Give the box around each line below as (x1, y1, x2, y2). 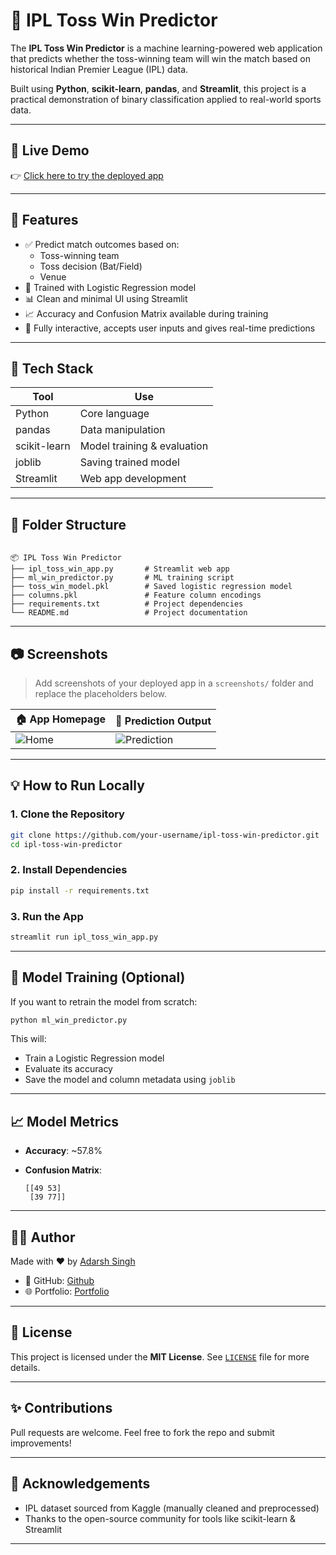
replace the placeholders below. (34, 688, 167, 699)
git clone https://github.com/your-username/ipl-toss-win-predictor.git (10, 830, 320, 840)
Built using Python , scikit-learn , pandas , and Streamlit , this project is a (10, 82, 307, 94)
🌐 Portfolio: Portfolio (24, 1285, 110, 1298)
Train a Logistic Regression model (24, 1052, 165, 1064)
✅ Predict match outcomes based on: (24, 238, 180, 250)
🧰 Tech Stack (10, 360, 94, 377)
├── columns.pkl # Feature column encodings (10, 590, 262, 601)
